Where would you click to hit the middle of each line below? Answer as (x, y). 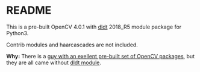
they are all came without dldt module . (54, 62)
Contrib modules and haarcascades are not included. (72, 45)
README (29, 10)
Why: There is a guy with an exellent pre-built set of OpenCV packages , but (100, 56)
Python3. (17, 33)
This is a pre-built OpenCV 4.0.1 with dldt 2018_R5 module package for (94, 27)
